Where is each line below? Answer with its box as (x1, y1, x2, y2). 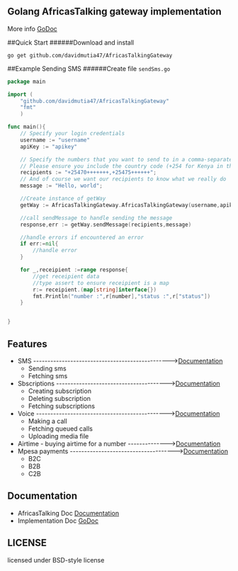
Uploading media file (28, 432, 89, 440)
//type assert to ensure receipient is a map (33, 279, 170, 286)
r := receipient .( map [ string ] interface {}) (33, 286, 157, 293)
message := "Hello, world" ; (20, 182, 103, 190)
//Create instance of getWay (20, 195, 106, 203)
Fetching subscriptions (28, 402, 96, 410)
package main (7, 78, 46, 85)
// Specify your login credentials (20, 130, 125, 137)
